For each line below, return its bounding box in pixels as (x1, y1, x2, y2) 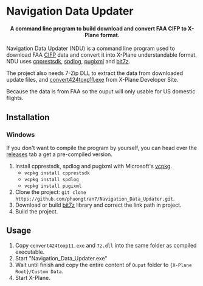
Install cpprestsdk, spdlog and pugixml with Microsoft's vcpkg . (15, 163, 172, 170)
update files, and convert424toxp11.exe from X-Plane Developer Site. (6, 76, 179, 84)
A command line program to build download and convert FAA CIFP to (10, 24, 187, 32)
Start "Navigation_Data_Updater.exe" (15, 254, 108, 262)
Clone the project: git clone (15, 188, 86, 196)
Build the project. (15, 208, 58, 215)
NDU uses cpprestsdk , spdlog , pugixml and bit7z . (6, 58, 131, 65)
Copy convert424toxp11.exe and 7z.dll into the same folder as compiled (15, 241, 197, 249)
